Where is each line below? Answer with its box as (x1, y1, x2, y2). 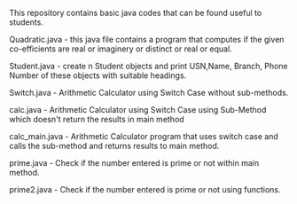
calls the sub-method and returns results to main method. (9, 141, 220, 151)
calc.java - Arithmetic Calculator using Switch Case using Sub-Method (9, 105, 267, 114)
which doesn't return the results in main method (9, 114, 184, 124)
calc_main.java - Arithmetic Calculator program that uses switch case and (9, 131, 279, 141)
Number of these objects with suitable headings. (9, 70, 187, 81)
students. (9, 17, 44, 27)
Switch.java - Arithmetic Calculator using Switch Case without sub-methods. (9, 88, 289, 98)
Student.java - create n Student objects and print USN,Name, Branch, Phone (9, 61, 288, 71)
